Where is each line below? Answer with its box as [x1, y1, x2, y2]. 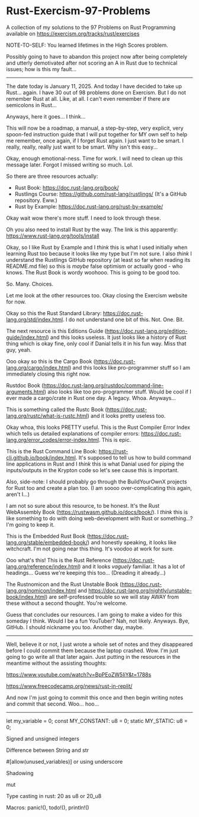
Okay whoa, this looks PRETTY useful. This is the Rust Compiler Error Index [6, 424, 191, 431]
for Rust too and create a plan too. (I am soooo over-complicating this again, [6, 484, 192, 491]
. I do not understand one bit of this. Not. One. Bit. [62, 316, 185, 323]
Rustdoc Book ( [6, 382, 44, 389]
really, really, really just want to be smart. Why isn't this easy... [6, 143, 158, 150]
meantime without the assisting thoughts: [6, 659, 107, 667]
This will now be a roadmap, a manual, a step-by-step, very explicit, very [6, 124, 184, 132]
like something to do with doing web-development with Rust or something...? [6, 514, 193, 522]
